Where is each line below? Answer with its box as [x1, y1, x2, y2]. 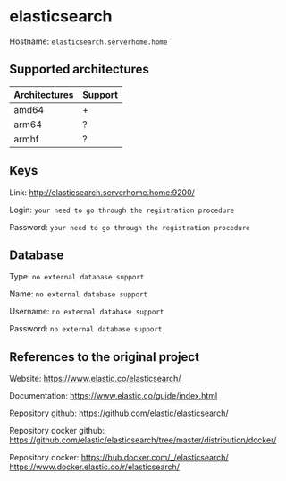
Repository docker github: [9, 425, 105, 436]
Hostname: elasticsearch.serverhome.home [9, 36, 168, 47]
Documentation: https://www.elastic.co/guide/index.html [9, 391, 218, 401]
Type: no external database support [9, 271, 145, 282]
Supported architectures [9, 62, 150, 77]
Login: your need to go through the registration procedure [9, 204, 235, 215]
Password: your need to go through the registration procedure [9, 221, 250, 232]
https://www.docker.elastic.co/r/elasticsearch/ [9, 461, 181, 472]
